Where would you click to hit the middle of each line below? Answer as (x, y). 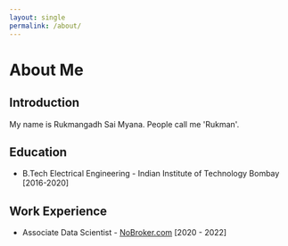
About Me (46, 70)
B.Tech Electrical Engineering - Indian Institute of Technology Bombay (151, 174)
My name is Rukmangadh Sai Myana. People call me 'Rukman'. (124, 124)
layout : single (37, 17)
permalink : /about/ (45, 26)
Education (38, 152)
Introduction (45, 103)
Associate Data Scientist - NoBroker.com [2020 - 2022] (124, 233)
